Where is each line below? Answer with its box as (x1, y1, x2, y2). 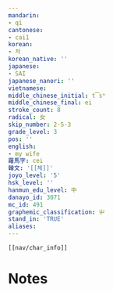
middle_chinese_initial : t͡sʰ (8, 92, 107, 99)
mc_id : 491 (8, 200, 44, 208)
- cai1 (8, 33, 30, 41)
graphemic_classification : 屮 (8, 208, 105, 216)
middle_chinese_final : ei (8, 99, 92, 106)
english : (8, 142, 37, 150)
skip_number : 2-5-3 (8, 121, 72, 128)
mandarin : (8, 11, 41, 20)
